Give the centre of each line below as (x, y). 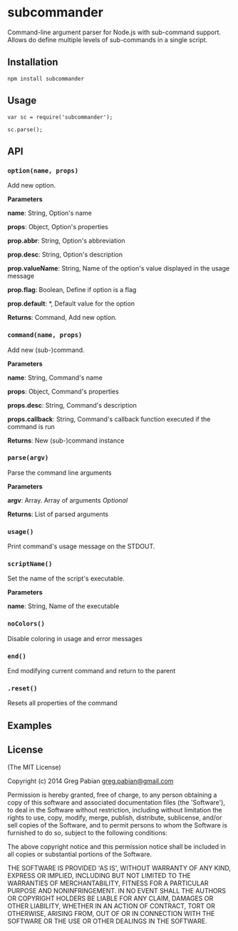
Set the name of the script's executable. (66, 578)
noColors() (26, 624)
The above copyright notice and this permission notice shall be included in (117, 846)
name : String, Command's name (55, 377)
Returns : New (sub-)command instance (66, 441)
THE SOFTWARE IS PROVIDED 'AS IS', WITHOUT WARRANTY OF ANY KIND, (119, 867)
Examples (30, 725)
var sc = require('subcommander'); (60, 117)
